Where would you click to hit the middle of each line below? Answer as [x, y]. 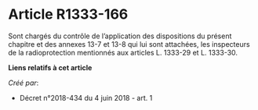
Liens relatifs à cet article [50, 67]
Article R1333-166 [68, 14]
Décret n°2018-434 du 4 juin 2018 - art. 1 [86, 98]
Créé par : [24, 83]
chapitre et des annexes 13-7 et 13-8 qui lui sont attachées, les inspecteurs [129, 44]
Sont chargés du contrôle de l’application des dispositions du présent [120, 36]
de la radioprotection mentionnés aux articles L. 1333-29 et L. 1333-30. [123, 52]
